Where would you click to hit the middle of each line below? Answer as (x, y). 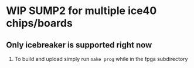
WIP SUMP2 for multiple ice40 (81, 11)
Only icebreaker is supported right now (79, 45)
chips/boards (40, 23)
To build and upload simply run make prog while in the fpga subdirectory (101, 59)
